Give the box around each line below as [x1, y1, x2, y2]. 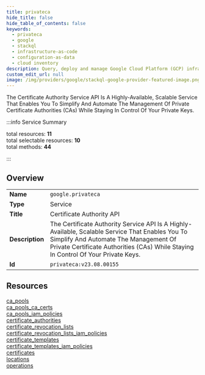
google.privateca [49, 190, 101, 198]
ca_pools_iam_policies [6, 310, 63, 317]
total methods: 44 [6, 143, 52, 151]
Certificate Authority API [49, 210, 120, 218]
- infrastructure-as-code [12, 49, 78, 55]
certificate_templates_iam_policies [6, 342, 93, 349]
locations [6, 355, 29, 363]
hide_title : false [6, 15, 53, 21]
